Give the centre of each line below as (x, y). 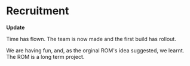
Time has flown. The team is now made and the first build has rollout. (91, 39)
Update (16, 27)
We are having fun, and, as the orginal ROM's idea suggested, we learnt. (95, 50)
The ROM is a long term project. (45, 56)
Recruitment (38, 11)
